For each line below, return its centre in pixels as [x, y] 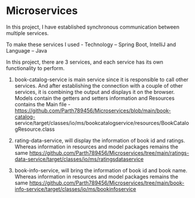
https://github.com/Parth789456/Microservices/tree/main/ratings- [109, 152]
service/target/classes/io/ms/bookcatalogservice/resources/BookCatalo [102, 123]
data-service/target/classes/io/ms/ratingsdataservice [79, 159]
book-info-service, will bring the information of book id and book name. [101, 170]
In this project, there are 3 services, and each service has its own [85, 62]
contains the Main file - [42, 104]
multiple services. [28, 33]
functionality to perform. [35, 68]
